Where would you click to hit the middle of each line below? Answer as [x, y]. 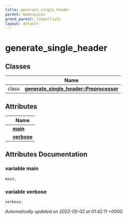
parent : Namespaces [25, 14]
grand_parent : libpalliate [33, 19]
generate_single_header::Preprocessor [71, 89]
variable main [22, 168]
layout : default [22, 24]
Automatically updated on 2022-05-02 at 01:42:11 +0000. [64, 211]
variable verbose [26, 192]
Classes [18, 66]
